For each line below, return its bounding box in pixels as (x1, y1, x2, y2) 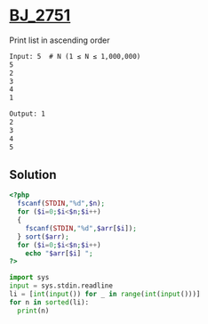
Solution (9, 166, 57, 182)
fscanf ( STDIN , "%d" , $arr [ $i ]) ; (25, 223, 138, 232)
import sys (9, 273, 50, 282)
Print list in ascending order (9, 35, 110, 45)
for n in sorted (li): (9, 297, 90, 307)
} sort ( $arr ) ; (17, 232, 69, 241)
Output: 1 (9, 109, 46, 118)
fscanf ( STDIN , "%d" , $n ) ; (17, 199, 105, 208)
